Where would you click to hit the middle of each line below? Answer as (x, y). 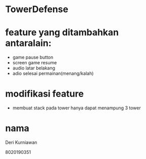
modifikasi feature (45, 94)
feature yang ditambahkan (62, 33)
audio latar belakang (34, 68)
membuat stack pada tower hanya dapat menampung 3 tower (77, 108)
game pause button (33, 57)
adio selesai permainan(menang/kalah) (53, 73)
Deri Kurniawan (21, 142)
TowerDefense (37, 9)
